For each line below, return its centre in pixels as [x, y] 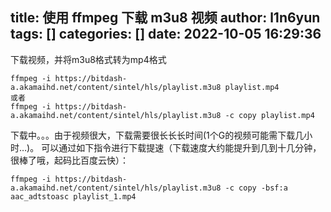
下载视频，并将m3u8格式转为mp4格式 [88, 59]
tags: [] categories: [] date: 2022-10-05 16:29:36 [166, 34]
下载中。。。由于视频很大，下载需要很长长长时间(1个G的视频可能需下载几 [157, 135]
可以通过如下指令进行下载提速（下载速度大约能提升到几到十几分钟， [181, 147]
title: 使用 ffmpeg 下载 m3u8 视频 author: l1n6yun [165, 18]
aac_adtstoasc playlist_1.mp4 [73, 196]
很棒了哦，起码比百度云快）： [69, 160]
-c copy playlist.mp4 [269, 115]
